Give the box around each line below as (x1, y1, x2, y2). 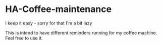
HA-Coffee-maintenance (5, 3, 112, 15)
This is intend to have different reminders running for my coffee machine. (5, 29, 157, 35)
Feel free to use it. (5, 35, 43, 41)
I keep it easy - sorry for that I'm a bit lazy (5, 20, 92, 26)
